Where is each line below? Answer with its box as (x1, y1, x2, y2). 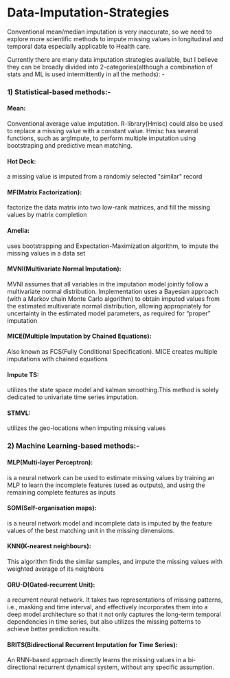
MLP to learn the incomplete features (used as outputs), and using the (7, 481, 205, 489)
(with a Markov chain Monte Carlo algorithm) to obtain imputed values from (7, 294, 220, 303)
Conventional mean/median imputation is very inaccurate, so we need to (7, 27, 212, 36)
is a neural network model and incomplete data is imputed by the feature (7, 519, 213, 527)
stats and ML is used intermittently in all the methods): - (7, 70, 165, 78)
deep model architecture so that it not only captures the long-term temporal (7, 610, 221, 619)
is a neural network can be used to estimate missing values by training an (7, 473, 215, 482)
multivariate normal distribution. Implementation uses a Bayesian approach (7, 287, 218, 295)
